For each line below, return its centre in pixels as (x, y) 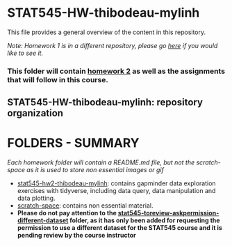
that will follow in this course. (58, 79)
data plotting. (36, 198)
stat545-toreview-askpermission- (168, 213)
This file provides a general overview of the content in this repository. (107, 32)
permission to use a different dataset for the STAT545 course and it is (119, 228)
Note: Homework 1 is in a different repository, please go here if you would (113, 45)
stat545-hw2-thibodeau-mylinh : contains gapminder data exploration (117, 183)
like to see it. (25, 53)
